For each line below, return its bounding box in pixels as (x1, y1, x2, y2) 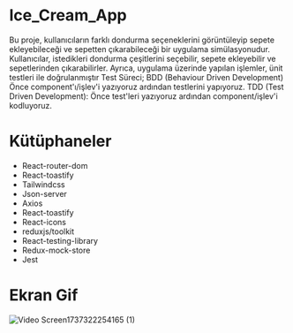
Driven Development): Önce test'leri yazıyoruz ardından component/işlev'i (9, 90, 278, 102)
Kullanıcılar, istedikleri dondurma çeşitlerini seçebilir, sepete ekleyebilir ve (9, 53, 276, 64)
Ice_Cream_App (9, 5, 127, 26)
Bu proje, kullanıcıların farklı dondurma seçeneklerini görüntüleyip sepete (9, 34, 275, 45)
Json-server (21, 188, 68, 199)
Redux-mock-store (21, 245, 91, 255)
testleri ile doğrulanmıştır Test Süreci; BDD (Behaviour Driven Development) (9, 72, 284, 82)
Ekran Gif (9, 285, 79, 306)
